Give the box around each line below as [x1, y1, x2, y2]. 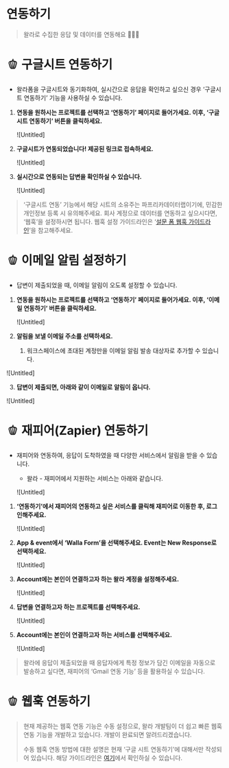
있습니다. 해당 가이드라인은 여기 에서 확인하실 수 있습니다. [30, 754, 183, 762]
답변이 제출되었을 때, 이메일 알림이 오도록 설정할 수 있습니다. [16, 280, 178, 289]
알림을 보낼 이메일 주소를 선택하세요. [16, 332, 113, 340]
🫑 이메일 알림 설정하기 [6, 253, 127, 268]
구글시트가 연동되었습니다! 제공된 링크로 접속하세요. [16, 145, 154, 153]
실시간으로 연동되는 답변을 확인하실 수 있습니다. [16, 172, 142, 180]
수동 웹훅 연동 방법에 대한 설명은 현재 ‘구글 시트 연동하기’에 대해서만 [23, 745, 204, 753]
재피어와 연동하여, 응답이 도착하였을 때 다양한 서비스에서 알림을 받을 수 [16, 451, 205, 459]
